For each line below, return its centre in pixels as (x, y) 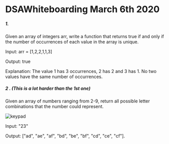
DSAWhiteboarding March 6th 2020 (82, 9)
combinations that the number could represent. (55, 106)
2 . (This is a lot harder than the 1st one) (48, 88)
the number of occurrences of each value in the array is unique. (72, 42)
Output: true (18, 61)
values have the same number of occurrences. (54, 77)
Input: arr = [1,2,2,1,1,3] (29, 52)
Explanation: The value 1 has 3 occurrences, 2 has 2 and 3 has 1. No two (81, 71)
